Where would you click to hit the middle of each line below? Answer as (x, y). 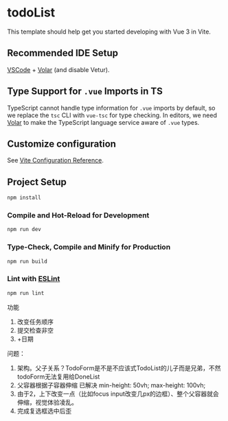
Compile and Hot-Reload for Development (78, 215)
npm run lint (26, 293)
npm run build (27, 261)
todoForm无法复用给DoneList (58, 376)
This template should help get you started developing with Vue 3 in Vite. (109, 32)
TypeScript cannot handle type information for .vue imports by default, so (111, 108)
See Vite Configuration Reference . (56, 160)
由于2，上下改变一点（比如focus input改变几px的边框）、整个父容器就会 (118, 394)
